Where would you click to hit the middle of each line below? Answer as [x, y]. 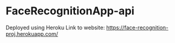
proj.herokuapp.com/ [32, 33]
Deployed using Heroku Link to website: [55, 27]
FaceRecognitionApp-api [70, 11]
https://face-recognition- [137, 27]
